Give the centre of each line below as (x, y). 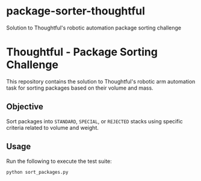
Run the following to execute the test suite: (59, 161)
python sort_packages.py (37, 172)
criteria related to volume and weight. (53, 127)
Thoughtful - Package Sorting (82, 52)
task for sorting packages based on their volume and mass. (80, 88)
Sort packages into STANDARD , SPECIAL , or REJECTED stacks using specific (95, 121)
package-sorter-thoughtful (76, 11)
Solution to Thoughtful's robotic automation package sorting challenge (94, 28)
